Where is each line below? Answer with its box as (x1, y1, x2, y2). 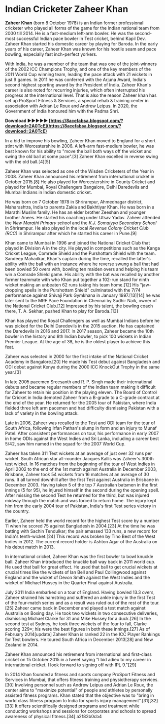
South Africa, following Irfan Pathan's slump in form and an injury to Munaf (5, 425, 157, 431)
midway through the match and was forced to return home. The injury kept (5, 497, 157, 503)
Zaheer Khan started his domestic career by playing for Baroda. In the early (5, 40, 158, 46)
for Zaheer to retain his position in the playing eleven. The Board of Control (5, 389, 157, 395)
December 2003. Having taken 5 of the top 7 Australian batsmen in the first (5, 482, 158, 487)
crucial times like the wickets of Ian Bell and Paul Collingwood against (5, 569, 146, 575)
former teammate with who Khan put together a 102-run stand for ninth (5, 277, 149, 282)
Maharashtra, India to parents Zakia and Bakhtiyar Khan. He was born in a (5, 204, 155, 210)
